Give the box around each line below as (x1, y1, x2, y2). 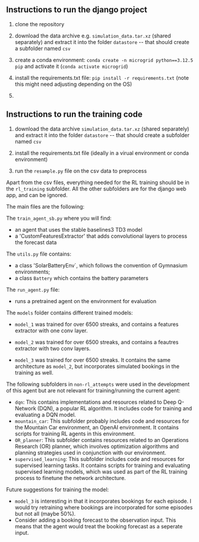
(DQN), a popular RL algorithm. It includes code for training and (37, 404, 192, 412)
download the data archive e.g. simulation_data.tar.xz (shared (14, 32, 171, 39)
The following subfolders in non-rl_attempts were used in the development (6, 381, 190, 388)
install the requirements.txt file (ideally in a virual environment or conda (14, 149, 189, 157)
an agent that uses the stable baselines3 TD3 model (14, 226, 143, 233)
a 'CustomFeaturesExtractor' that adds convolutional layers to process (14, 232, 188, 239)
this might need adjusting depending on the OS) (14, 80, 132, 88)
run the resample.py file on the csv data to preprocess (14, 167, 147, 175)
